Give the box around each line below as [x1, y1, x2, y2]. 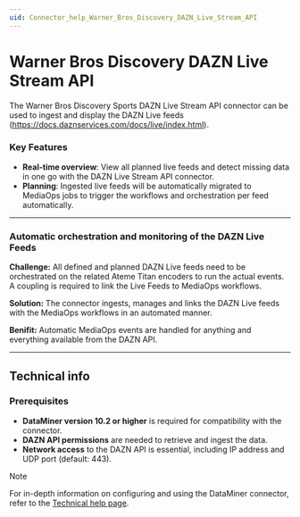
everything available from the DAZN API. [9, 334, 158, 345]
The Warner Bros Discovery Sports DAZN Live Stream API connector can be [9, 100, 288, 111]
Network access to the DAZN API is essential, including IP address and [21, 444, 285, 454]
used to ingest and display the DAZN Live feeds [9, 109, 185, 121]
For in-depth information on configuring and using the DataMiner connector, [9, 488, 289, 498]
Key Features [9, 141, 69, 154]
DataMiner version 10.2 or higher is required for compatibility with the [21, 415, 282, 426]
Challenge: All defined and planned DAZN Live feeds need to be [9, 262, 246, 272]
